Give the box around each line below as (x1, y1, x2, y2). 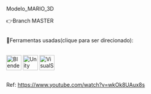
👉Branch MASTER (6, 17, 54, 24)
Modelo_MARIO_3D (6, 5, 54, 12)
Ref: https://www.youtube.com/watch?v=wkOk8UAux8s (6, 81, 146, 88)
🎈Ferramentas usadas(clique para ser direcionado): (6, 37, 134, 44)
